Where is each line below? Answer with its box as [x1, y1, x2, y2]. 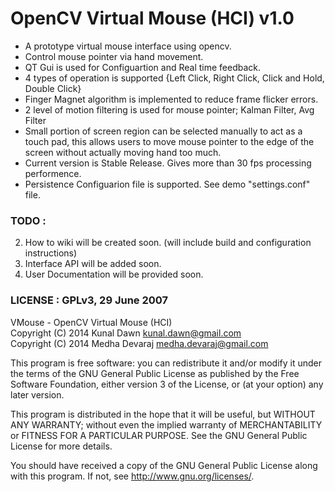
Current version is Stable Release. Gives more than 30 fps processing [24, 157, 312, 169]
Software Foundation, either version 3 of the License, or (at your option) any [10, 378, 324, 390]
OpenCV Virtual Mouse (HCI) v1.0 [10, 7, 295, 30]
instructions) [24, 247, 78, 259]
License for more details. [10, 440, 113, 452]
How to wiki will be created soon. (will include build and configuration [24, 237, 312, 249]
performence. [24, 167, 82, 179]
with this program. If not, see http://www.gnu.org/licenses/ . [10, 470, 255, 482]
